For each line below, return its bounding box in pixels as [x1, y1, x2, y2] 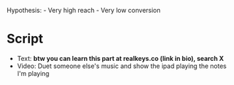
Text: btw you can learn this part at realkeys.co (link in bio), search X [16, 54, 225, 62]
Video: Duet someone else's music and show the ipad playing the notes [16, 62, 227, 70]
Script [6, 31, 43, 47]
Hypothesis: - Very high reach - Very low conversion [6, 6, 161, 14]
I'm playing [16, 69, 50, 77]
